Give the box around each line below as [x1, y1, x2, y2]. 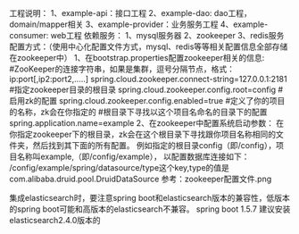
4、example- [220, 19, 269, 29]
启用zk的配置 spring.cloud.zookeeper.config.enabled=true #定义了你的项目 [9, 96, 286, 105]
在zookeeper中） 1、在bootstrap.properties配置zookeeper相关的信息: [9, 53, 265, 63]
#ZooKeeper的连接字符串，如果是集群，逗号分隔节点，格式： [9, 63, 235, 74]
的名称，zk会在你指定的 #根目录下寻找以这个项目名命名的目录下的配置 [9, 106, 268, 117]
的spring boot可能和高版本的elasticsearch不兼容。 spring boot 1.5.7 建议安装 [9, 204, 291, 214]
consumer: [9, 30, 49, 40]
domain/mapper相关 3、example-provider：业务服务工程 [9, 19, 219, 29]
